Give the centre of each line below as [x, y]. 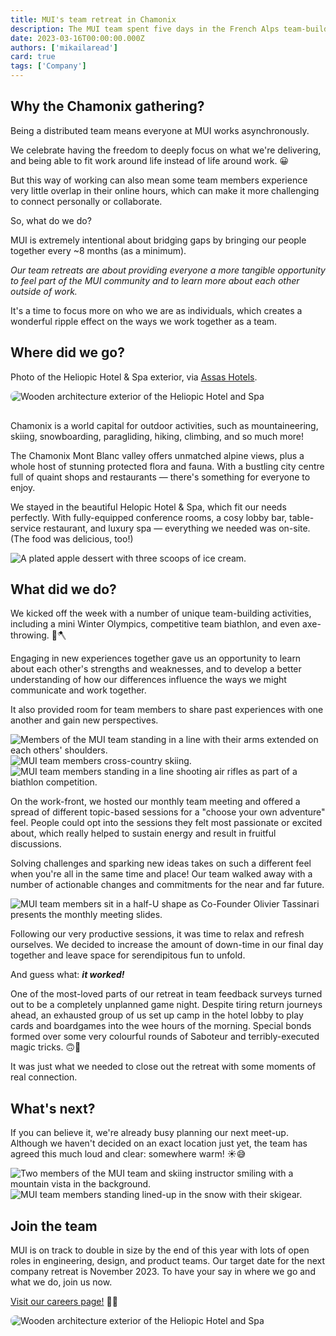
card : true [33, 57]
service [26, 528]
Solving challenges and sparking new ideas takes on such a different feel [161, 863]
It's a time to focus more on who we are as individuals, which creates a [156, 310]
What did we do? [63, 589]
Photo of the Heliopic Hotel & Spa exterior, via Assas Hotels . [134, 377]
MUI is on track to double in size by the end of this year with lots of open [160, 1250]
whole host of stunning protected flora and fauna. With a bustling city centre [167, 466]
